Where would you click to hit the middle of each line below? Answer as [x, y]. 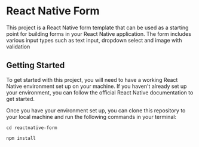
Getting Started [36, 65]
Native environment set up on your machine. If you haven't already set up [97, 86]
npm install [21, 138]
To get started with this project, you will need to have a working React [92, 79]
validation [18, 47]
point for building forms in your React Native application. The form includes [99, 33]
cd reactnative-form [32, 128]
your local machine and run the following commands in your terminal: [91, 117]
